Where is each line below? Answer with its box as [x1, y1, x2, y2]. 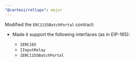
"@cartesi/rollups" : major [5, 7, 63, 13]
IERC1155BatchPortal [20, 53, 64, 58]
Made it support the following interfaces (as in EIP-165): [12, 31, 130, 37]
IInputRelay [20, 47, 46, 52]
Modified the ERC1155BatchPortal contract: [5, 21, 95, 27]
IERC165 [20, 42, 36, 47]
